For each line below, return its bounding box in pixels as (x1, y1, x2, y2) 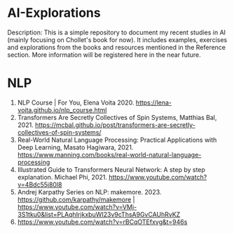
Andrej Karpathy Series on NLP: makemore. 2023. (17, 187, 162, 196)
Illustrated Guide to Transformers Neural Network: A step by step (17, 165, 205, 173)
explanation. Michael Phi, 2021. (17, 173, 107, 181)
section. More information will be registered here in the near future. (7, 51, 201, 59)
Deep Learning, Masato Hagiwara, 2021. (17, 142, 134, 152)
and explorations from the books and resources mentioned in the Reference (7, 43, 226, 51)
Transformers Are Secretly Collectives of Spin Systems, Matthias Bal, (17, 113, 217, 121)
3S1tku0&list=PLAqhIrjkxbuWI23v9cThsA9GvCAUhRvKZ (17, 210, 181, 218)
